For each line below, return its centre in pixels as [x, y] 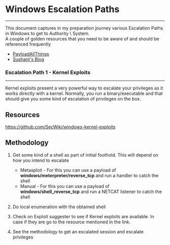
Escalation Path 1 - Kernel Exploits [48, 72]
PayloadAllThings [31, 54]
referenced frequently [28, 44]
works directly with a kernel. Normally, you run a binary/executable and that [84, 93]
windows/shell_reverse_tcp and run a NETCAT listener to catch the [91, 191]
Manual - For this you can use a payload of [65, 186]
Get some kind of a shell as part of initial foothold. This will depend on [85, 155]
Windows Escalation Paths [62, 9]
